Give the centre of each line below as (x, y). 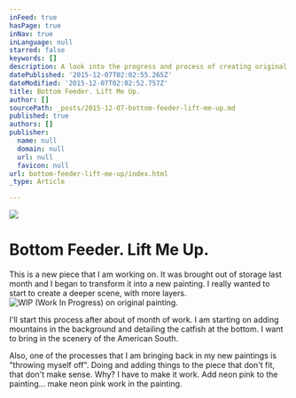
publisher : (29, 133)
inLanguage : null (41, 42)
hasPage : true (35, 26)
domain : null (41, 149)
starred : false (37, 50)
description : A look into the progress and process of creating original (148, 67)
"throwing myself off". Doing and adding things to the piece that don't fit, (142, 365)
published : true (39, 116)
